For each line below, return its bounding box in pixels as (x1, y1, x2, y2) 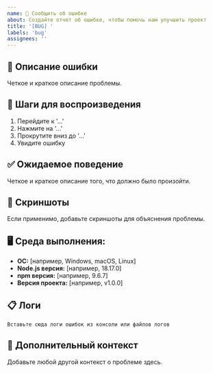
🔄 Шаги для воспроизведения (7, 99, 142, 110)
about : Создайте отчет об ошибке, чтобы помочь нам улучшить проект (7, 16, 207, 23)
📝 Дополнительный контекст (7, 339, 138, 351)
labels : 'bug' (7, 29, 48, 36)
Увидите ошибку (16, 138, 66, 147)
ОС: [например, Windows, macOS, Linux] (16, 257, 136, 266)
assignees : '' (7, 36, 48, 42)
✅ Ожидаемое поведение (7, 159, 124, 170)
